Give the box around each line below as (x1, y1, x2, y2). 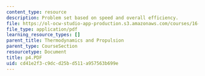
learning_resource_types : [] (6, 32, 81, 38)
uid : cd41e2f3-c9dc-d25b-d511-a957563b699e (6, 60, 119, 66)
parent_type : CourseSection (6, 44, 78, 50)
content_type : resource (6, 9, 67, 15)
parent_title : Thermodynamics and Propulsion (6, 37, 124, 44)
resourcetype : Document (6, 49, 67, 55)
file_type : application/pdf (6, 26, 78, 32)
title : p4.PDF (6, 55, 43, 61)
